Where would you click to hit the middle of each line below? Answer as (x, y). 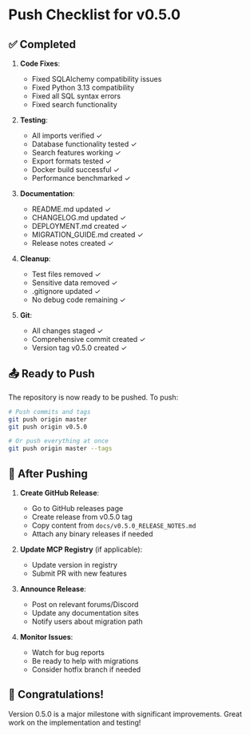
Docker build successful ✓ (75, 169)
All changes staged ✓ (67, 331)
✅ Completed (42, 44)
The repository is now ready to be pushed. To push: (93, 397)
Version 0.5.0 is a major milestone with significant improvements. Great (125, 713)
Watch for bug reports (68, 653)
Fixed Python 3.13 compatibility (83, 87)
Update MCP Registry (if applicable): (81, 549)
